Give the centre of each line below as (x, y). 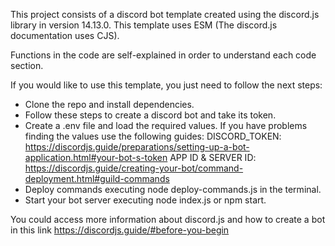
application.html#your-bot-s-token (96, 157)
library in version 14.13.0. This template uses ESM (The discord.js (144, 25)
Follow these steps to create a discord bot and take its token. (150, 115)
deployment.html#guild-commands (97, 178)
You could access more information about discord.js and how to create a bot (168, 219)
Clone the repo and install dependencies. (109, 104)
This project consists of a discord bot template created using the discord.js (165, 14)
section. (27, 65)
